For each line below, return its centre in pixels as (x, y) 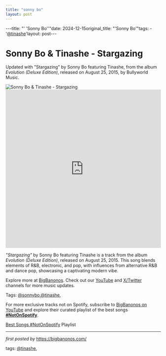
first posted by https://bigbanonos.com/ (46, 339)
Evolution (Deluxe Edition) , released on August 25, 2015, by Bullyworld (77, 72)
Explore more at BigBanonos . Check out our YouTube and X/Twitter (74, 280)
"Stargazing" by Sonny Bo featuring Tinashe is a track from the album (77, 255)
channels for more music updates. (40, 285)
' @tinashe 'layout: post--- (31, 34)
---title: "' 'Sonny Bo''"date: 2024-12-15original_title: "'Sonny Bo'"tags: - (79, 28)
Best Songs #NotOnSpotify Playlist (41, 325)
